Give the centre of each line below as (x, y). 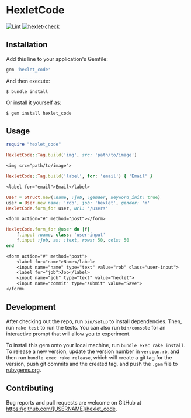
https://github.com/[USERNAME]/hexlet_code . (62, 409)
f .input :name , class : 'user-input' (61, 235)
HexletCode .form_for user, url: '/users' (57, 208)
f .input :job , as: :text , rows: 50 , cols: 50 (73, 241)
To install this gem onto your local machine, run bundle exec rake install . (96, 345)
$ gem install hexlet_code (39, 113)
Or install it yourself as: (34, 102)
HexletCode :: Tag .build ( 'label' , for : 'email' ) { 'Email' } (79, 176)
